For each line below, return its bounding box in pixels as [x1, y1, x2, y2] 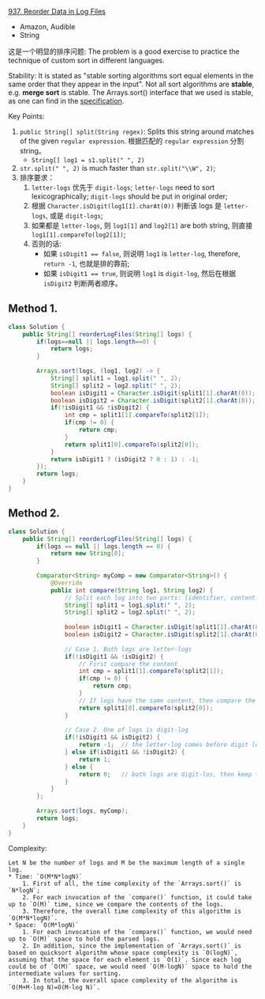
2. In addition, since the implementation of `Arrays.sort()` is [22, 941, 242, 950]
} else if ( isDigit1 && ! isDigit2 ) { [64, 748, 185, 756]
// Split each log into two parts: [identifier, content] [64, 593, 259, 602]
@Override [50, 579, 83, 587]
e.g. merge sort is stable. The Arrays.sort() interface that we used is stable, [8, 88, 254, 97]
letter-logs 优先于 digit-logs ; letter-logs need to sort [31, 183, 215, 192]
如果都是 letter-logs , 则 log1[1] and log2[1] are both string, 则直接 [31, 221, 253, 230]
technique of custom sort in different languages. [8, 55, 166, 65]
